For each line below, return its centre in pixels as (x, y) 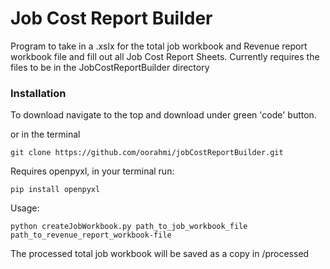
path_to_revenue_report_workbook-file (91, 235)
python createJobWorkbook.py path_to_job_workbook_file (129, 227)
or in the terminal (45, 134)
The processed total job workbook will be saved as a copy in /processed (160, 254)
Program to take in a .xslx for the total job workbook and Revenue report (159, 46)
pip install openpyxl (55, 190)
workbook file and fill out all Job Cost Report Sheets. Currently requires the (165, 56)
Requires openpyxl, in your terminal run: (92, 171)
